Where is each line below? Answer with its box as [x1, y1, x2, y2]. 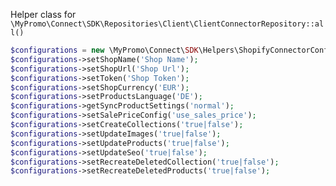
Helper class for [10, 9, 77, 20]
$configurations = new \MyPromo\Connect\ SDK [10, 45, 199, 55]
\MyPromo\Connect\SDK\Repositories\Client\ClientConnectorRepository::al [10, 19, 325, 29]
